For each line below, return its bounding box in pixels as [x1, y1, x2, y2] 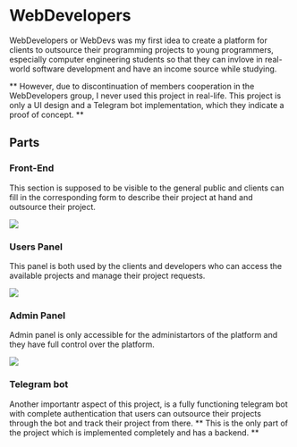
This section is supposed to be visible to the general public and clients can [9, 182, 284, 193]
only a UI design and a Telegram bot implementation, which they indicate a [9, 99, 284, 110]
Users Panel [9, 240, 63, 253]
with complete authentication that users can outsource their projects [9, 408, 262, 418]
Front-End [9, 162, 55, 174]
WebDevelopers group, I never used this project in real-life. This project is [9, 90, 282, 101]
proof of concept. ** [9, 109, 85, 120]
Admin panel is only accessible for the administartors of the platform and [9, 330, 278, 341]
